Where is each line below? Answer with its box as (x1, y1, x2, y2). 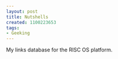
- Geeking (6, 30, 31, 36)
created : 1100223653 (6, 19, 57, 25)
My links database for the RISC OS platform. (6, 46, 113, 53)
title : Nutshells (6, 14, 49, 20)
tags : (6, 25, 19, 31)
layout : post (6, 8, 38, 15)
